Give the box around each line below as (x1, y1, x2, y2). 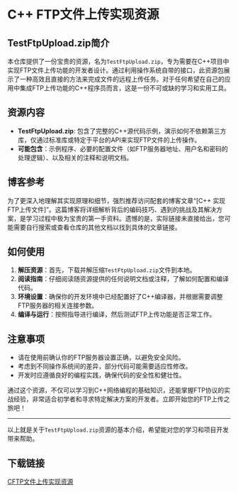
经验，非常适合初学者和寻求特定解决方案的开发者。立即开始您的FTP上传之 (13, 395, 230, 403)
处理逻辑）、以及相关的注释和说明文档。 (17, 153, 133, 162)
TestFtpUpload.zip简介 (7, 37, 110, 49)
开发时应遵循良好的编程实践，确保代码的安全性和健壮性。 (17, 371, 186, 380)
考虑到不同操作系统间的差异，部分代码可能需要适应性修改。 (17, 362, 192, 371)
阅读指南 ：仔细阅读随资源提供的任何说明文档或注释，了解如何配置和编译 (17, 275, 229, 283)
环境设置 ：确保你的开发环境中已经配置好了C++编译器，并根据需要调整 (17, 293, 223, 301)
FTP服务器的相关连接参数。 (17, 301, 98, 310)
